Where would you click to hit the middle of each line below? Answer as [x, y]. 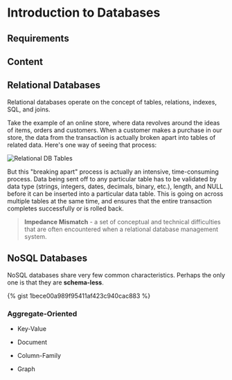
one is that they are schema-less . [55, 282]
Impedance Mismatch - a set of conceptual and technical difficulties [122, 221]
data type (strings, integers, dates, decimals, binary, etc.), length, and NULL [115, 186]
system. [35, 236]
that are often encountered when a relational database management [121, 229]
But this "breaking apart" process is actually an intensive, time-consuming [113, 172]
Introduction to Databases [84, 13]
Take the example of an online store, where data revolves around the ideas [114, 123]
